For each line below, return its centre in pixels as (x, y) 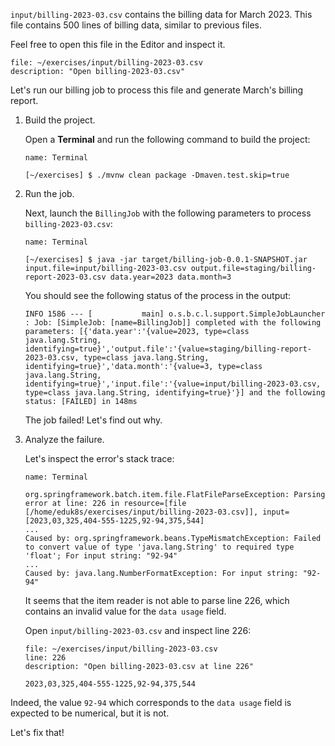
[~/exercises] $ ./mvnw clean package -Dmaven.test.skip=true (157, 175)
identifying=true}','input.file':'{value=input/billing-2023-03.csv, (173, 384)
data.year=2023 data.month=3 (170, 277)
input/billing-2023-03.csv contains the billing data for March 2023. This (161, 14)
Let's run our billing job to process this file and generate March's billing (157, 90)
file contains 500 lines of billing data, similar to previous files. (136, 25)
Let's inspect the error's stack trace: (99, 458)
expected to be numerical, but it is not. (90, 713)
